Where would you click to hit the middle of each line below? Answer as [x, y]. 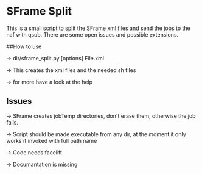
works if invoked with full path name [52, 140]
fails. [12, 122]
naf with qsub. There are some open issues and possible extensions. [92, 34]
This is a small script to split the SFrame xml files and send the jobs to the [98, 28]
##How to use [24, 46]
